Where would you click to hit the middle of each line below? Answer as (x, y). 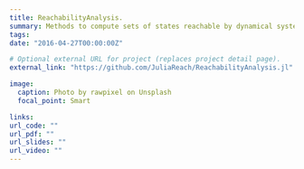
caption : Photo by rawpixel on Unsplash (95, 92)
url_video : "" (36, 151)
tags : (19, 34)
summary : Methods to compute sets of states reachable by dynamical (141, 26)
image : (22, 84)
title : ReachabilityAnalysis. (66, 18)
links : (22, 117)
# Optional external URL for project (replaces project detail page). (145, 60)
